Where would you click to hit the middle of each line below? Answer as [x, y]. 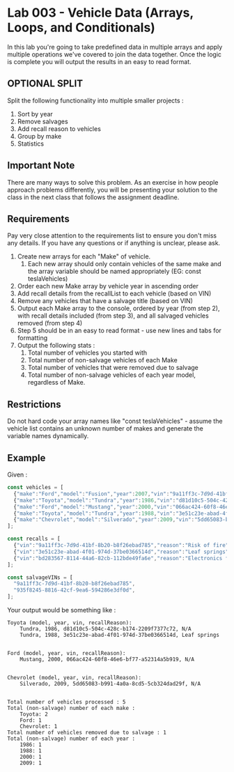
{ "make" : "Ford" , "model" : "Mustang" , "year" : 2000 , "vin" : [93, 507]
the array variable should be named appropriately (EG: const [115, 271]
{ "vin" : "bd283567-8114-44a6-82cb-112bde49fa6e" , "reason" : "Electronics [118, 558]
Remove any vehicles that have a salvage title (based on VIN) [105, 301]
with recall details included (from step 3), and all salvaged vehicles [113, 316]
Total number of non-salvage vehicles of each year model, [112, 375]
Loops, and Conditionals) [81, 28]
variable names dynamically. [48, 436]
